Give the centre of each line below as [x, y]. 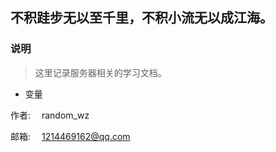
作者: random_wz [50, 115]
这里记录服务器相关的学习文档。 [100, 72]
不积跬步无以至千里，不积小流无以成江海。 [141, 18]
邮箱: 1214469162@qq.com [70, 136]
